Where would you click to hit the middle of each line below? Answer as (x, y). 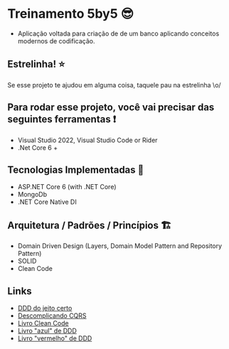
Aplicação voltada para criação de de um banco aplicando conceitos (118, 33)
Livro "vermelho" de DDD (55, 338)
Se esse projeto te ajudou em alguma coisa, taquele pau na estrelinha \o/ (114, 85)
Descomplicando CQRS (52, 316)
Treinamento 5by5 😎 (70, 14)
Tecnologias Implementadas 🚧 (76, 170)
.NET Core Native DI (47, 202)
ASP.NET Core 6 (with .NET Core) (67, 187)
